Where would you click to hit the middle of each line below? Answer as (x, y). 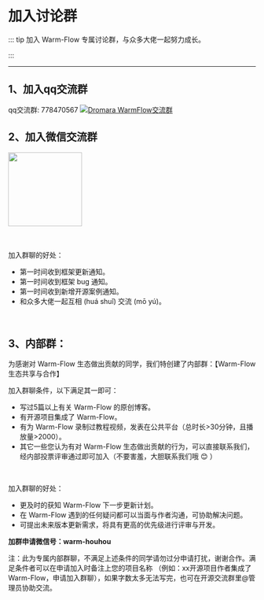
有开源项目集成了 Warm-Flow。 (70, 417)
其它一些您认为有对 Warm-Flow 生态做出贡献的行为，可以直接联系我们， (137, 446)
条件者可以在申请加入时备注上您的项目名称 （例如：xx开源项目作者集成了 (133, 569)
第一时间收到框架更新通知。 (64, 272)
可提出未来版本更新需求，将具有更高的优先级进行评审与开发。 (119, 525)
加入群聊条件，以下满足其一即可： (63, 391)
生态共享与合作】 (36, 374)
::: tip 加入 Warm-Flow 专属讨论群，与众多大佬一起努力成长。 (107, 39)
